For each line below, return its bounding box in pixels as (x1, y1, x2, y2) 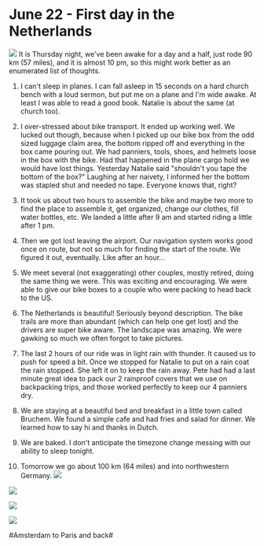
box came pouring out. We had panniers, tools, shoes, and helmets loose (20, 147, 257, 156)
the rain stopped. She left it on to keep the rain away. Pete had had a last (20, 365, 255, 375)
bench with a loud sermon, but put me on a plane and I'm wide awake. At (20, 89, 257, 99)
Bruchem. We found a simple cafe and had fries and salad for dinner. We (20, 414, 256, 423)
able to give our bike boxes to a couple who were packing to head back (20, 284, 252, 294)
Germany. (20, 470, 53, 480)
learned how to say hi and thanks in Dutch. (20, 422, 159, 432)
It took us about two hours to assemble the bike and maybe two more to (20, 195, 254, 205)
